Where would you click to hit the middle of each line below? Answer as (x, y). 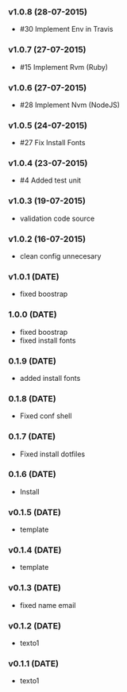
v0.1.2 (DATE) (35, 625)
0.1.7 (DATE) (32, 436)
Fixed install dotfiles (52, 454)
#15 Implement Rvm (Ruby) (64, 67)
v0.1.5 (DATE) (35, 512)
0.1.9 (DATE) (33, 361)
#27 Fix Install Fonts (52, 143)
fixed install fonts (48, 340)
